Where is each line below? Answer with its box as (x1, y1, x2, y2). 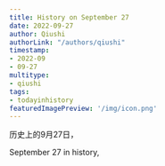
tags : (9, 87, 29, 96)
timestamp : (9, 46, 50, 55)
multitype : (9, 71, 50, 80)
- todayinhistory (9, 95, 74, 105)
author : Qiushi (9, 29, 66, 38)
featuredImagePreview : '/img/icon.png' (9, 104, 158, 113)
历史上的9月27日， (9, 130, 78, 140)
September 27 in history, (9, 147, 100, 158)
